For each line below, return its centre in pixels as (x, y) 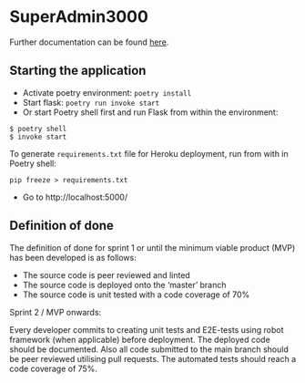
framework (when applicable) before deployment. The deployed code (140, 339)
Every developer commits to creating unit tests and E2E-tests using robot (147, 329)
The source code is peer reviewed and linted (107, 274)
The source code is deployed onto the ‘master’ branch (124, 285)
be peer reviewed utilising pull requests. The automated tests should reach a (153, 358)
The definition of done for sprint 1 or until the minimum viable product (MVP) (152, 247)
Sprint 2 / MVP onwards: (56, 312)
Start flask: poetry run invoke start (91, 102)
